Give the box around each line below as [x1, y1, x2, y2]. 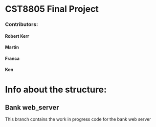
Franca [5, 55, 20, 61]
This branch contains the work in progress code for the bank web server [5, 116, 151, 122]
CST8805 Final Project [5, 3, 99, 15]
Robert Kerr [5, 33, 29, 39]
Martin [5, 44, 19, 50]
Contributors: [5, 21, 38, 28]
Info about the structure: [5, 84, 107, 95]
